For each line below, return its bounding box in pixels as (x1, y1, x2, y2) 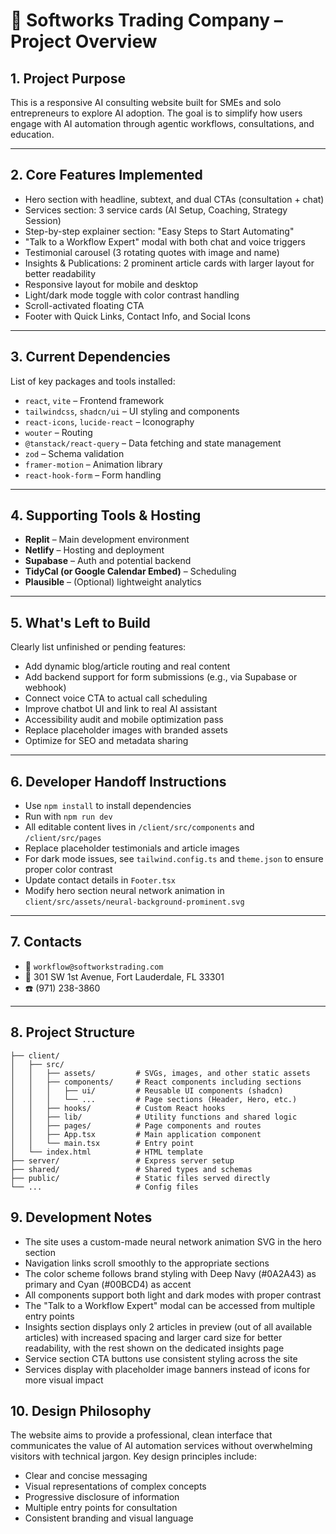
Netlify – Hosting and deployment (24, 544, 165, 556)
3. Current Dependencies (10, 349, 171, 366)
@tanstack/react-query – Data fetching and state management (24, 437, 282, 449)
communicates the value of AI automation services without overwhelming (10, 1440, 313, 1452)
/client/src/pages (24, 834, 102, 844)
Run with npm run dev (24, 810, 113, 823)
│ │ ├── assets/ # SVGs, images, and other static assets (10, 1068, 311, 1078)
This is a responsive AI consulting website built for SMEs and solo (10, 97, 282, 108)
